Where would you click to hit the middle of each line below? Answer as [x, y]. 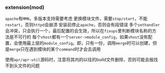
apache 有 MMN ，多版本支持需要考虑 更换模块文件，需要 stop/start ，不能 [76, 19]
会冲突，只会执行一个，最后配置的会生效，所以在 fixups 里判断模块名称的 [79, 31]
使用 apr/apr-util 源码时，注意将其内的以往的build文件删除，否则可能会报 [80, 60]
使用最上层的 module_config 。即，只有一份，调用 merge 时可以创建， [85, 43]
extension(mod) [25, 7]
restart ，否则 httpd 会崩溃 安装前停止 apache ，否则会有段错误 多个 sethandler [82, 25]
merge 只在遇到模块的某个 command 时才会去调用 [55, 49]
